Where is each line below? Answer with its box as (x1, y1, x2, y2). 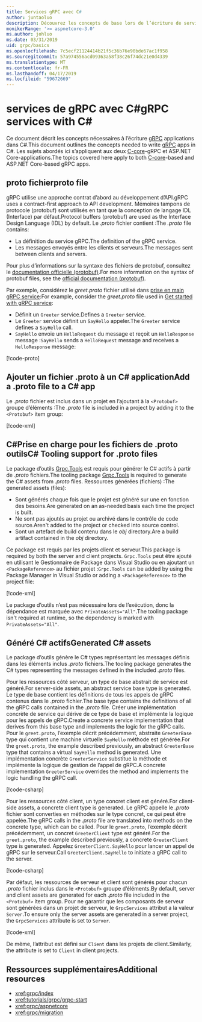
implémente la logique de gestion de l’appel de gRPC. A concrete (6, 762, 166, 769)
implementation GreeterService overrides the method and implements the (6, 768, 189, 775)
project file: (6, 578, 35, 585)
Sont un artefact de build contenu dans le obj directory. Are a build (14, 528, 179, 535)
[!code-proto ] (6, 354, 40, 362)
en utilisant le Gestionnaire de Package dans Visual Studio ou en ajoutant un (6, 559, 195, 566)
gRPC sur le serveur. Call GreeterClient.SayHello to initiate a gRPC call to (6, 849, 188, 856)
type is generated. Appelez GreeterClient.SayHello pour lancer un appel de (6, 842, 195, 850)
